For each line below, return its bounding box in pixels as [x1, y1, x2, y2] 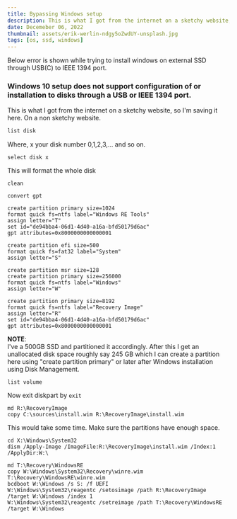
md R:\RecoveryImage [7, 405, 68, 412]
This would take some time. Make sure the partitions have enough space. [7, 423, 220, 432]
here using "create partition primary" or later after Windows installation [7, 358, 214, 366]
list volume [7, 379, 42, 386]
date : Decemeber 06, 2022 [7, 23, 83, 30]
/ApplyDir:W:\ [7, 450, 49, 457]
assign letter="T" [7, 217, 61, 224]
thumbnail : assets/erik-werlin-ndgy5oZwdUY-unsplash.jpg [7, 30, 178, 38]
